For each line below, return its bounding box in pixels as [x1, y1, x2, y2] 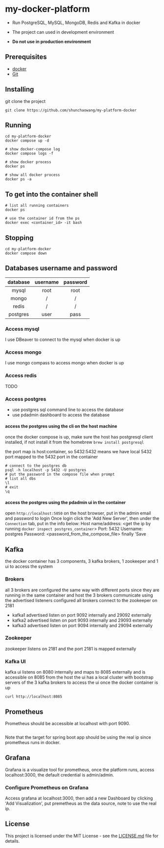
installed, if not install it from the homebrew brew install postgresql [5, 439, 144, 445]
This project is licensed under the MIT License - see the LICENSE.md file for [5, 833, 159, 839]
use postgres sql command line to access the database [12, 407, 124, 412]
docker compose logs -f [5, 151, 54, 156]
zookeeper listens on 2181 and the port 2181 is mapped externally [5, 646, 136, 652]
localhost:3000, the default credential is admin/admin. [5, 772, 114, 777]
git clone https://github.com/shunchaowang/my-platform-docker [5, 108, 137, 113]
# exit [5, 485, 19, 490]
